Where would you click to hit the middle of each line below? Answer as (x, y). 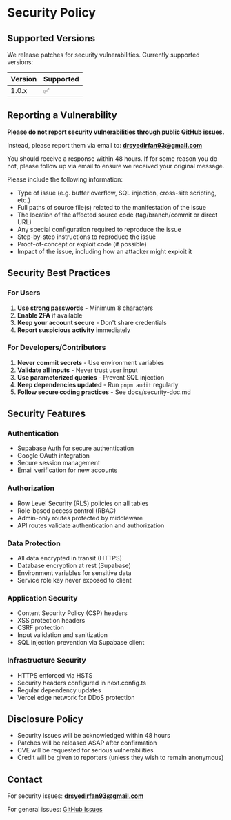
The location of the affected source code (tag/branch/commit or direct (117, 215)
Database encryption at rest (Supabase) (74, 566)
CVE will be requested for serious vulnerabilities (85, 750)
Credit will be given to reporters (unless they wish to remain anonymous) (120, 758)
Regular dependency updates (59, 690)
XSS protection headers (51, 621)
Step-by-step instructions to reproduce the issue (87, 237)
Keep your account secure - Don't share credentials (92, 322)
